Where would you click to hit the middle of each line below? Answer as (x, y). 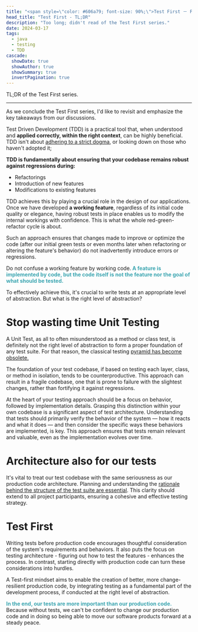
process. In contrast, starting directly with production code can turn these (96, 562)
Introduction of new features (49, 183)
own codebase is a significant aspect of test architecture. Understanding (95, 412)
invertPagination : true (40, 78)
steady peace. (24, 623)
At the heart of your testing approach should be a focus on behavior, (89, 399)
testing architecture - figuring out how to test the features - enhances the (95, 555)
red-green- (161, 220)
